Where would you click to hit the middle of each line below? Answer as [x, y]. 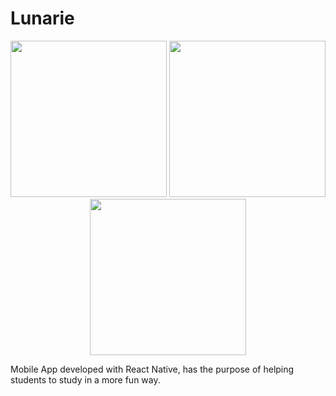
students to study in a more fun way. [85, 379]
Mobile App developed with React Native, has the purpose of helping [152, 369]
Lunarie [42, 18]
